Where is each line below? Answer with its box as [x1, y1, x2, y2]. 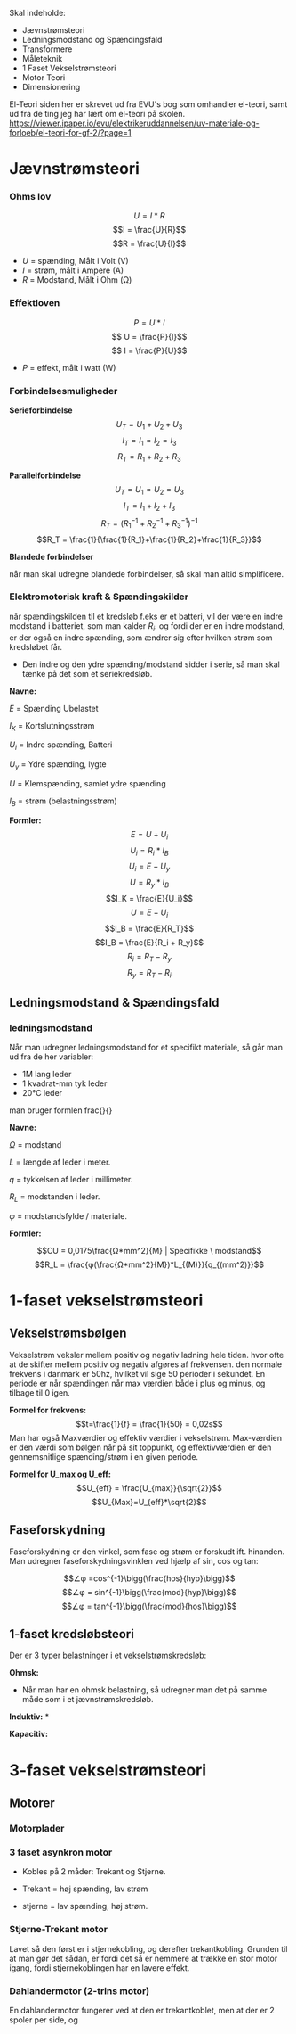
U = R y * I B [129, 877, 170, 890]
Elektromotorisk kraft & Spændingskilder [9, 590, 189, 603]
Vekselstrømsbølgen [9, 1326, 127, 1341]
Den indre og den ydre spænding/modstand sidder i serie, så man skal [21, 659, 280, 670]
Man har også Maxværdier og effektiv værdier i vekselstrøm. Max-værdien [9, 1432, 283, 1443]
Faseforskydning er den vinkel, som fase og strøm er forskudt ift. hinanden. [9, 1546, 285, 1557]
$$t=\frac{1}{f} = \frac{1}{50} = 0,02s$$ [75, 1418, 224, 1429]
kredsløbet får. [9, 641, 63, 652]
